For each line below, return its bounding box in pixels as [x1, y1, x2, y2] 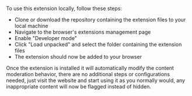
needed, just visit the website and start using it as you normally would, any [6, 77, 186, 84]
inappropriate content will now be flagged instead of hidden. [6, 83, 152, 90]
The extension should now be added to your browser [14, 54, 142, 60]
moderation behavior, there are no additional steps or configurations [6, 71, 170, 77]
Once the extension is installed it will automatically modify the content [6, 65, 174, 72]
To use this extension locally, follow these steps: [6, 5, 123, 12]
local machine [14, 23, 48, 29]
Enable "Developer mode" [14, 35, 78, 41]
